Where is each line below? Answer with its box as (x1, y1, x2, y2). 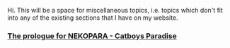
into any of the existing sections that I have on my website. (7, 13, 178, 22)
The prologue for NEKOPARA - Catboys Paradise (7, 31, 177, 41)
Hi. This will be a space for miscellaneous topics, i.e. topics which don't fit (7, 6, 223, 14)
